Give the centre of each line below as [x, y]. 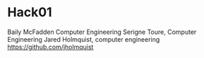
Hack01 [30, 12]
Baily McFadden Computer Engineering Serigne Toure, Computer [102, 32]
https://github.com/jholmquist [50, 47]
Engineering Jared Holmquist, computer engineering [84, 39]
